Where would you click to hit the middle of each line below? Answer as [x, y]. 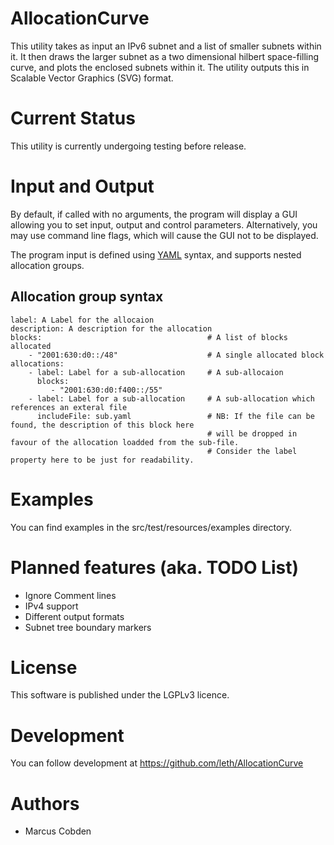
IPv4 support [51, 606]
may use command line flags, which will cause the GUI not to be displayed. [164, 235]
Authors [45, 803]
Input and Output [82, 186]
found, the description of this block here [102, 425]
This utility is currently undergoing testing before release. [128, 146]
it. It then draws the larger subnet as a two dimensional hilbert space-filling [165, 56]
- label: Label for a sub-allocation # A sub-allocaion [156, 372]
